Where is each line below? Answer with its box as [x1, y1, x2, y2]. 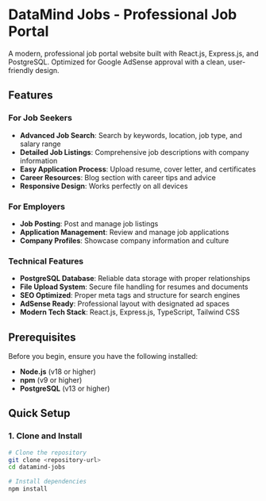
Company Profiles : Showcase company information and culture [19, 236, 229, 245]
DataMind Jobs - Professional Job [8, 6, 237, 24]
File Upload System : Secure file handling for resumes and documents [19, 282, 249, 291]
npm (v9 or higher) [19, 376, 83, 385]
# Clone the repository [8, 449, 87, 457]
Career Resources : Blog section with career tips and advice [19, 172, 216, 182]
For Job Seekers [8, 113, 73, 124]
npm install [8, 485, 48, 493]
